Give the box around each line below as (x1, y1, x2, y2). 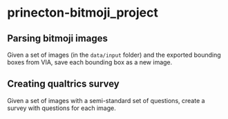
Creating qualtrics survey (7, 78, 120, 90)
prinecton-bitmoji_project (7, 5, 159, 21)
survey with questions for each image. (7, 104, 116, 112)
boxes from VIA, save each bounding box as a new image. (7, 58, 173, 66)
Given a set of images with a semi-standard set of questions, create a (7, 96, 205, 104)
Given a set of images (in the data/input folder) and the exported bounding (7, 51, 221, 59)
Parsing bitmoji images (7, 33, 108, 44)
